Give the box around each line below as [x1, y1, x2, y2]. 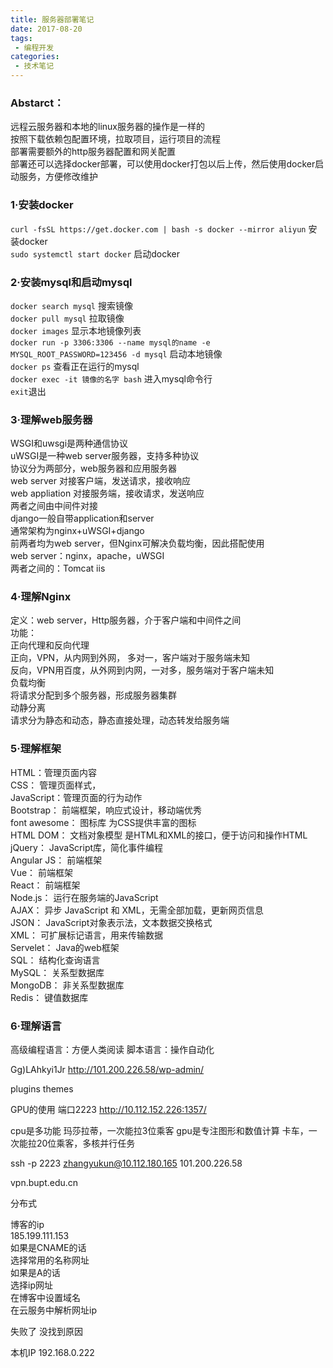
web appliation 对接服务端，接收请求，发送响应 [10, 487, 205, 500]
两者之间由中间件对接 [10, 500, 98, 512]
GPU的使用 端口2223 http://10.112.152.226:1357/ [10, 1104, 207, 1116]
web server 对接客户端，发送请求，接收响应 [10, 475, 191, 487]
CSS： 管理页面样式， [10, 779, 102, 791]
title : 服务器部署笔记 [10, 14, 95, 25]
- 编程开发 [14, 42, 55, 53]
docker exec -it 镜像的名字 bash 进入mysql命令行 [10, 372, 213, 385]
